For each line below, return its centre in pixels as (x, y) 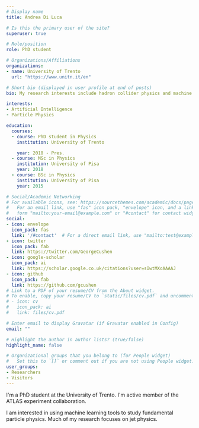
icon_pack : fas (30, 230)
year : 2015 (30, 186)
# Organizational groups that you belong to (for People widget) (88, 356)
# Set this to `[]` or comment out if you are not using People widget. (100, 362)
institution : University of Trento (61, 142)
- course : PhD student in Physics (54, 137)
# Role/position (26, 44)
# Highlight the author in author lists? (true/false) (75, 340)
